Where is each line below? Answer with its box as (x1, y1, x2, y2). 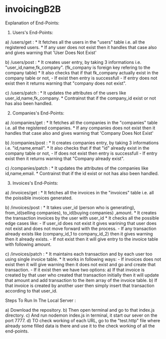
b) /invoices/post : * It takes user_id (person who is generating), (5, 204, 135, 210)
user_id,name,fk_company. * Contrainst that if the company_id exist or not (5, 95, 156, 101)
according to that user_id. (5, 287, 58, 293)
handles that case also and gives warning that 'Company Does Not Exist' (5, 130, 154, 136)
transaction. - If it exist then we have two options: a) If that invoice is (5, 267, 145, 273)
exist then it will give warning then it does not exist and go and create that (5, 261, 156, 267)
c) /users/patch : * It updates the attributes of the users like (5, 90, 126, 96)
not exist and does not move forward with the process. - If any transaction (5, 226, 157, 231)
